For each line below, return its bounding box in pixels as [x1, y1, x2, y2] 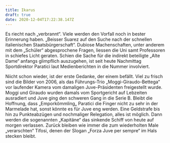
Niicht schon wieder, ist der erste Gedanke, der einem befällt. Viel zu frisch [5, 74, 163, 80]
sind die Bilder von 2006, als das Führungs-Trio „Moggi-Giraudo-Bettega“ [5, 79, 160, 85]
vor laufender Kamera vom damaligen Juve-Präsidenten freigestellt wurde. [5, 84, 162, 90]
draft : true [5, 12, 31, 17]
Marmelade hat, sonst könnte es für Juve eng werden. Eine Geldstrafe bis [5, 106, 160, 112]
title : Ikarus [5, 7, 36, 13]
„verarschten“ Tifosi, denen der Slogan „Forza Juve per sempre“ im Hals [5, 128, 157, 134]
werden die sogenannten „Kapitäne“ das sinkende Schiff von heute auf [5, 117, 154, 123]
